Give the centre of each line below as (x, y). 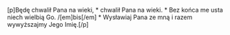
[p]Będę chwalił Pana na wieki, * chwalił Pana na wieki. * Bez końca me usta (115, 10)
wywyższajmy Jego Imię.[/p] (48, 24)
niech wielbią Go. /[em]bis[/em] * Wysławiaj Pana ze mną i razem (100, 17)
